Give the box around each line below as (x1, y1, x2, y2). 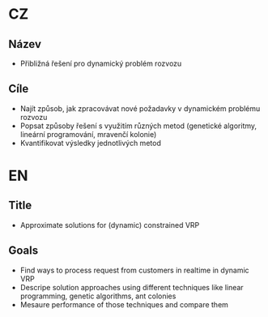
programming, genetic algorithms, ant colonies (19, 291, 177, 301)
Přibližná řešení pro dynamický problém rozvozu (19, 58, 182, 68)
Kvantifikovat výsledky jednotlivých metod (19, 138, 162, 148)
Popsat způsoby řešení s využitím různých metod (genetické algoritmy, (19, 121, 257, 131)
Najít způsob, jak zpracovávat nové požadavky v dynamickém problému (19, 103, 261, 114)
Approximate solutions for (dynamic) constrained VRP (19, 220, 200, 229)
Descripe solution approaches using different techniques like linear (19, 282, 245, 292)
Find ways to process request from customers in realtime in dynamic (19, 265, 249, 275)
